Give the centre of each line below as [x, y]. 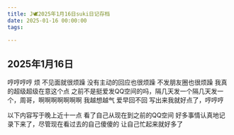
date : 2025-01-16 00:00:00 [47, 21]
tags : [15, 27]
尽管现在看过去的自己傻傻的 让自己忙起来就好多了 [110, 124]
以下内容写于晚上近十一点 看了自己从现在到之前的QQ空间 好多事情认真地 [113, 115]
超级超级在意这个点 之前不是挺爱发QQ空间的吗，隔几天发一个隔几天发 [115, 91]
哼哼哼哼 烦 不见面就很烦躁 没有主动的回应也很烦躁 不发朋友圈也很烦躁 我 [114, 82]
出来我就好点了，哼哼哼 [189, 100]
